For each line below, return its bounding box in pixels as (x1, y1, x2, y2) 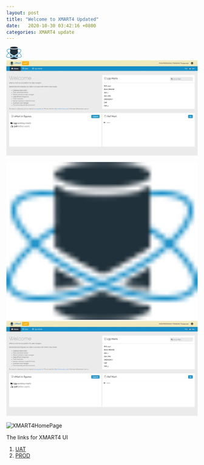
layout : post (6, 10, 39, 16)
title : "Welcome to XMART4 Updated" (6, 16, 99, 22)
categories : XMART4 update (6, 29, 75, 35)
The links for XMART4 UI (6, 434, 68, 441)
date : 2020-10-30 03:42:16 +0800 (6, 22, 97, 29)
